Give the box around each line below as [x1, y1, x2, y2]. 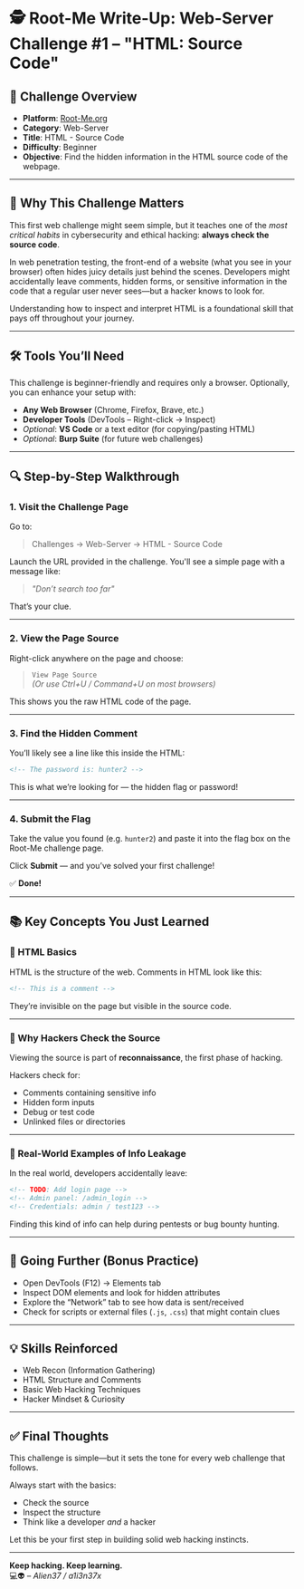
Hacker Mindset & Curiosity [22, 1393, 125, 1405]
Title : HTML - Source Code [22, 132, 125, 142]
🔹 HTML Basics [9, 946, 77, 958]
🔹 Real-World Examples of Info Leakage [9, 1147, 187, 1160]
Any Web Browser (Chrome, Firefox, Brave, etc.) [22, 404, 204, 415]
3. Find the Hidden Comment [9, 727, 138, 739]
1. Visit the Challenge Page [9, 500, 129, 513]
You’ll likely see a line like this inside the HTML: [9, 747, 185, 758]
